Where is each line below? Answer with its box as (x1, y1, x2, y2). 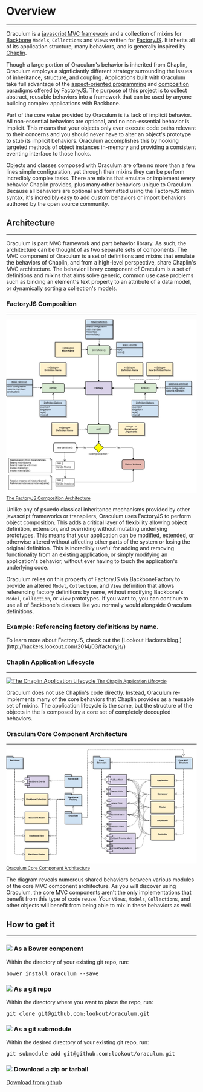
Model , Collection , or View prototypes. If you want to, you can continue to (6, 594, 188, 602)
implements (6, 696, 36, 703)
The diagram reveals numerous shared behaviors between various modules (6, 876, 195, 883)
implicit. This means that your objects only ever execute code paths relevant (6, 124, 196, 131)
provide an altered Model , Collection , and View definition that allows (6, 582, 175, 589)
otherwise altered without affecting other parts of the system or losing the (6, 538, 190, 545)
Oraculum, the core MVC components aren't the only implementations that (6, 889, 192, 896)
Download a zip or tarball (13, 1065, 89, 1074)
